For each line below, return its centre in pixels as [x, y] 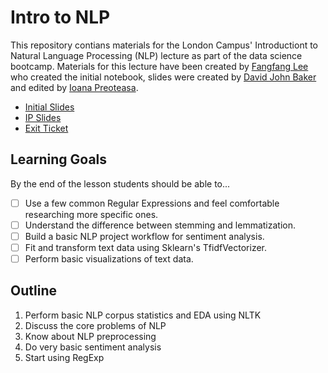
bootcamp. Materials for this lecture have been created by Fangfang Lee [159, 66]
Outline [33, 291]
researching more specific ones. [91, 214]
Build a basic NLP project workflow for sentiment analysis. [144, 236]
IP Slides [43, 117]
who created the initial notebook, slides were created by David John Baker [163, 77]
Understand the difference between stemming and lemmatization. [160, 225]
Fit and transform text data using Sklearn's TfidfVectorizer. [146, 247]
